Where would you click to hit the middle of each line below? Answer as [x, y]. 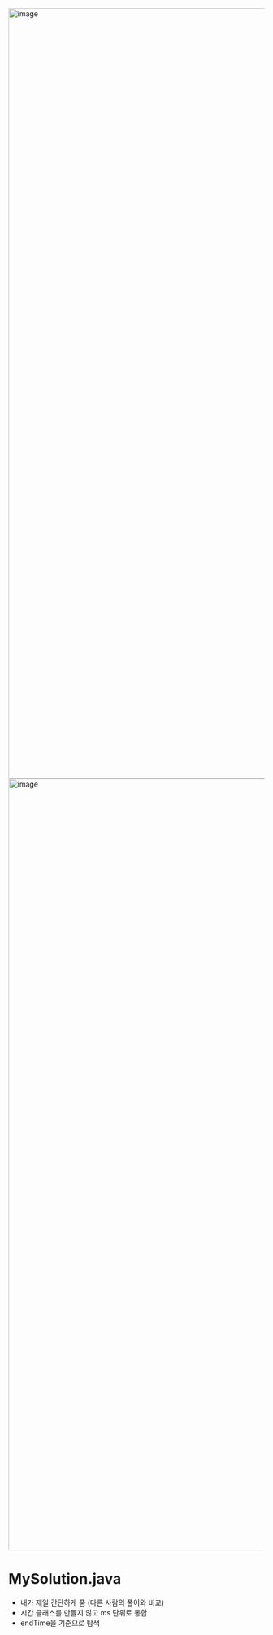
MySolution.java [65, 1579]
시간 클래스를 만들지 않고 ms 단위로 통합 [84, 1612]
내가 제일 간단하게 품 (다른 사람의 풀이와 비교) [92, 1602]
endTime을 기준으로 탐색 [60, 1623]
